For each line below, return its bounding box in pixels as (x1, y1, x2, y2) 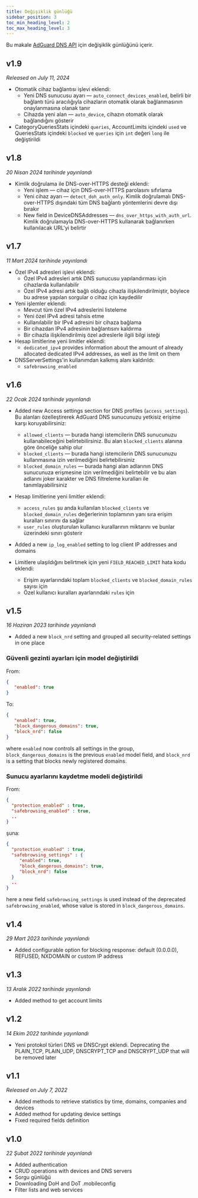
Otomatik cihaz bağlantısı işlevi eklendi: (14, 86, 111, 93)
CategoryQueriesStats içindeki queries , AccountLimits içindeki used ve (14, 124, 187, 131)
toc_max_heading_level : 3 (6, 25, 70, 31)
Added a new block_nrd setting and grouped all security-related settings (14, 633, 191, 640)
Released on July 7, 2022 (6, 1086, 68, 1094)
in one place (14, 639, 46, 646)
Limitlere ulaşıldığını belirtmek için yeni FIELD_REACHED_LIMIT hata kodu (14, 558, 186, 565)
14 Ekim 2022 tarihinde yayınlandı (6, 1029, 89, 1037)
